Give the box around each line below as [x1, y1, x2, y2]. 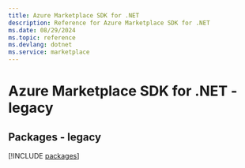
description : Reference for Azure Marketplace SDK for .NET [8, 19, 211, 27]
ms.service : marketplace [8, 48, 90, 56]
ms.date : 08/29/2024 [8, 26, 77, 34]
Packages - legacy [8, 130, 101, 144]
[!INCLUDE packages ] [8, 151, 80, 160]
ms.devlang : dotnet [8, 41, 73, 49]
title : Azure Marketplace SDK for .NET [8, 11, 140, 20]
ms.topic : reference [8, 33, 77, 42]
